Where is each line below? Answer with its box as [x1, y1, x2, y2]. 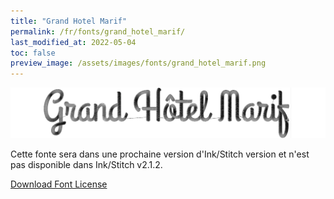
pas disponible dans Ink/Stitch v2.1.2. [10, 159, 163, 171]
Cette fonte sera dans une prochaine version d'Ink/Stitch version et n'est [10, 148, 310, 160]
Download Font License [10, 178, 108, 190]
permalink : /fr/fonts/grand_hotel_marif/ [10, 26, 186, 37]
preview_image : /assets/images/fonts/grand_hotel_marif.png [10, 58, 267, 69]
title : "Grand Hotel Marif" [10, 16, 128, 26]
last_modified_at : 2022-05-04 [10, 37, 137, 47]
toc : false [10, 48, 56, 58]
